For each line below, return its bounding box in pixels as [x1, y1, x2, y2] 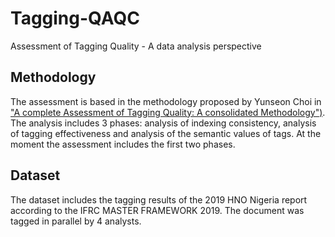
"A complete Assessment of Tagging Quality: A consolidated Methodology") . [10, 106, 326, 118]
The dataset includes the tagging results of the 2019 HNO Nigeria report [10, 193, 308, 206]
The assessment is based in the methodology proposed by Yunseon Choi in [10, 95, 322, 107]
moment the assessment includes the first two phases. [10, 138, 236, 150]
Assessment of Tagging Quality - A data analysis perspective [10, 40, 262, 52]
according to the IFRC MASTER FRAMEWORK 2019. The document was [10, 204, 305, 216]
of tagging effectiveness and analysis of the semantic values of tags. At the [10, 127, 322, 139]
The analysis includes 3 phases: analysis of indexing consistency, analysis [10, 117, 317, 129]
